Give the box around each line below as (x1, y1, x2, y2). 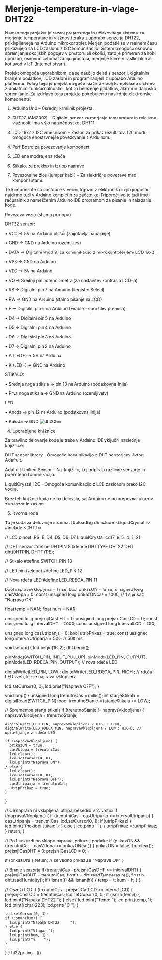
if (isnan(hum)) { (5, 915, 42, 921)
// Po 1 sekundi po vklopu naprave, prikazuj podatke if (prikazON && (5, 838, 140, 843)
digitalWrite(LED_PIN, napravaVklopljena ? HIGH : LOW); (5, 722, 122, 726)
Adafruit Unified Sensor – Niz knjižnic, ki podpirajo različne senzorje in (5, 466, 145, 472)
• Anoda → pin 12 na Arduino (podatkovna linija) (5, 409, 101, 415)
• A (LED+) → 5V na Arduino (5, 353, 62, 358)
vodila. (5, 486, 18, 492)
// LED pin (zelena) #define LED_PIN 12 (5, 567, 82, 573)
